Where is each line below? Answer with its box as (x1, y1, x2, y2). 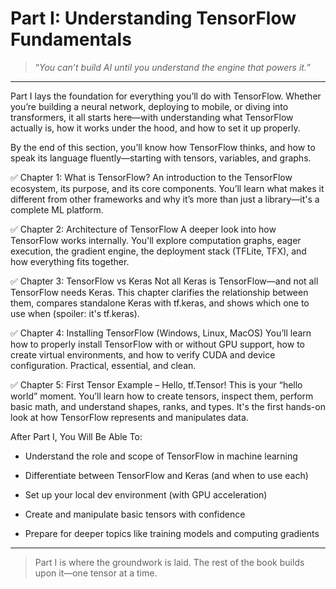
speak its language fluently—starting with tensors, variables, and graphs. (10, 152, 312, 164)
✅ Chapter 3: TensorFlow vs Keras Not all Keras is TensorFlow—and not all (10, 275, 319, 287)
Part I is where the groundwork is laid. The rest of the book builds (34, 556, 305, 568)
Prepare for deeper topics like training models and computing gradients (24, 527, 320, 539)
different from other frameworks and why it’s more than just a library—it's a (10, 193, 320, 205)
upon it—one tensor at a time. (34, 567, 158, 579)
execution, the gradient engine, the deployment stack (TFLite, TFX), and (10, 245, 307, 257)
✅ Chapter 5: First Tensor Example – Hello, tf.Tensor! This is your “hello (10, 378, 303, 391)
